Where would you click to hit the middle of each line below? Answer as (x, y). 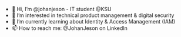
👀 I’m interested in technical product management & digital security (93, 15)
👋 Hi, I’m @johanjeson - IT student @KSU (61, 9)
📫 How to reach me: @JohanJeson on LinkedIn (70, 28)
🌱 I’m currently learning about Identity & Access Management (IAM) (93, 21)
